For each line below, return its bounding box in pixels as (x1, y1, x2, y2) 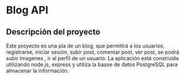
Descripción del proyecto (6, 27, 101, 37)
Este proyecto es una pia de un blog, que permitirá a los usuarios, (6, 42, 165, 49)
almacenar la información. (6, 67, 69, 74)
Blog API (6, 4, 49, 17)
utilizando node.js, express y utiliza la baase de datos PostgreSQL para (6, 61, 178, 68)
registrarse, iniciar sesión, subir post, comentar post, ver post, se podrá (6, 49, 180, 56)
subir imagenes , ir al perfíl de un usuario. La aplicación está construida (6, 55, 179, 61)
